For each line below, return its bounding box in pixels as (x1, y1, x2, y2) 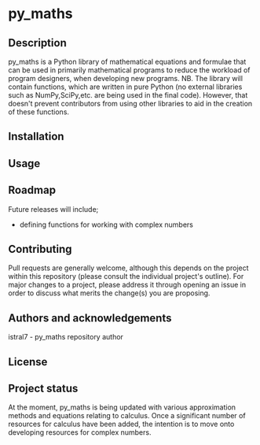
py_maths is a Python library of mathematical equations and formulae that (8, 57, 247, 66)
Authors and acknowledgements (8, 311, 172, 324)
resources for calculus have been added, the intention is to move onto (8, 419, 235, 429)
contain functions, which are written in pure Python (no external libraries (8, 82, 243, 91)
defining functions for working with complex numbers (19, 220, 194, 229)
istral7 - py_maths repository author (8, 332, 124, 342)
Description (8, 36, 67, 50)
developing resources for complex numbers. (8, 428, 152, 437)
